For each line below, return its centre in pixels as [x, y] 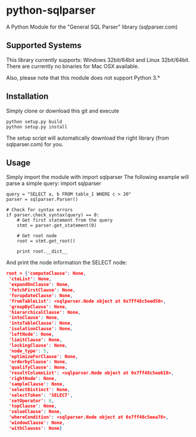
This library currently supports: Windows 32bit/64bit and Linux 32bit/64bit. [98, 59]
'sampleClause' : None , [37, 384]
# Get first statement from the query [65, 221]
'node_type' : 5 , [29, 351]
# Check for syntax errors [39, 210]
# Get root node [37, 236]
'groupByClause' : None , [38, 307]
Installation [27, 97]
